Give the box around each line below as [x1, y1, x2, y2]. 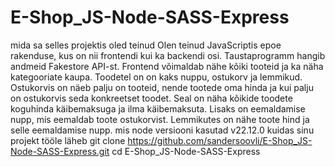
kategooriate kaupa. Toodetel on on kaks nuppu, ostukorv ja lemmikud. [10, 71, 303, 83]
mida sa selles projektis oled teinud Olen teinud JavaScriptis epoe [10, 39, 282, 51]
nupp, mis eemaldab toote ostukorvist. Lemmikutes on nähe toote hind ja [10, 113, 310, 125]
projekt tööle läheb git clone [10, 134, 126, 146]
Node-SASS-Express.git [10, 145, 110, 157]
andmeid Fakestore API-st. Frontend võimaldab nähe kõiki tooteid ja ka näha [10, 60, 324, 72]
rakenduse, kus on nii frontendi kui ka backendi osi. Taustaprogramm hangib [10, 49, 326, 61]
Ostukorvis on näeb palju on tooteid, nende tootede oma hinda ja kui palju [10, 81, 314, 93]
